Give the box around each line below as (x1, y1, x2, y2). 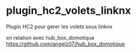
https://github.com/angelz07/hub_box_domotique (6, 40, 125, 47)
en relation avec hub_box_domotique (6, 34, 95, 41)
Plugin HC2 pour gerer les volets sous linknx (6, 23, 113, 30)
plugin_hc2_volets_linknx (6, 4, 131, 17)
